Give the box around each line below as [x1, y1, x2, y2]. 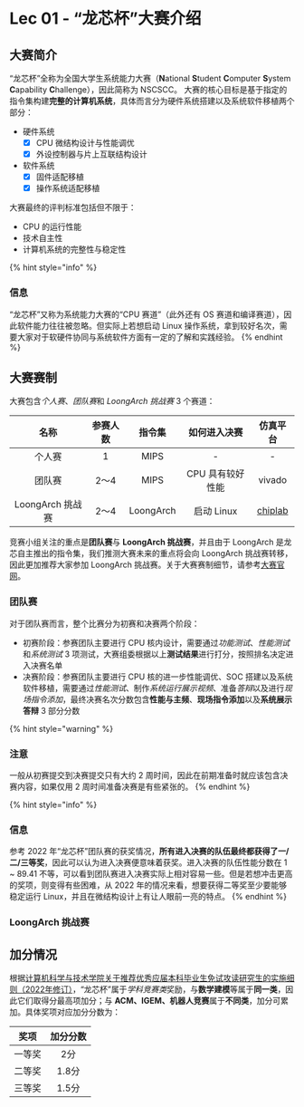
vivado [258, 474, 288, 486]
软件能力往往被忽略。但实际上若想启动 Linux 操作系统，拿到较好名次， [16, 320, 280, 331]
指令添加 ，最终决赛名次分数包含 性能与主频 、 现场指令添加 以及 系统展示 [30, 694, 292, 705]
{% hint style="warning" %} [9, 723, 114, 734]
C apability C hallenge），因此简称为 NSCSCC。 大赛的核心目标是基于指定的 [9, 84, 288, 95]
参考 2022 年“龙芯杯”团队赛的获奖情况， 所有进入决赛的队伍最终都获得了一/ [9, 846, 290, 857]
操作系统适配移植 [35, 183, 100, 194]
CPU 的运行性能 [22, 221, 82, 232]
